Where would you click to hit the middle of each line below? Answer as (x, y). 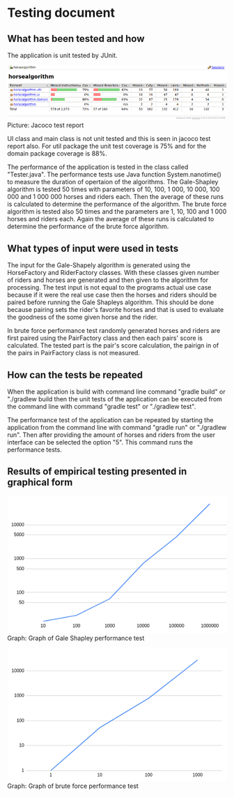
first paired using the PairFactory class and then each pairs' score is (105, 338)
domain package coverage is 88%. (57, 154)
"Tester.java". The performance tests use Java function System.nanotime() (114, 174)
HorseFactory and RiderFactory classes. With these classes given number (114, 273)
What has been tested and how (76, 39)
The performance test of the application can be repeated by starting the (110, 420)
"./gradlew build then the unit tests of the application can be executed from (115, 399)
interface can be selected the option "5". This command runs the (100, 442)
